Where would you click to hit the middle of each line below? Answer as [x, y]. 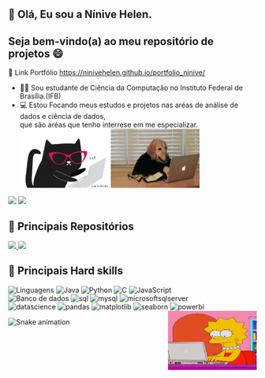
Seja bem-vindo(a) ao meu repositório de [111, 41]
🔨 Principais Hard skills [66, 271]
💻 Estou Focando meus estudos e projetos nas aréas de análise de [129, 105]
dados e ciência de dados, [63, 117]
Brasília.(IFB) [40, 96]
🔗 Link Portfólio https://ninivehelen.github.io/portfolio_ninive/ [107, 72]
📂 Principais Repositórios [71, 226]
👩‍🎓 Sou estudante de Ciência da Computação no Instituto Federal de [131, 88]
